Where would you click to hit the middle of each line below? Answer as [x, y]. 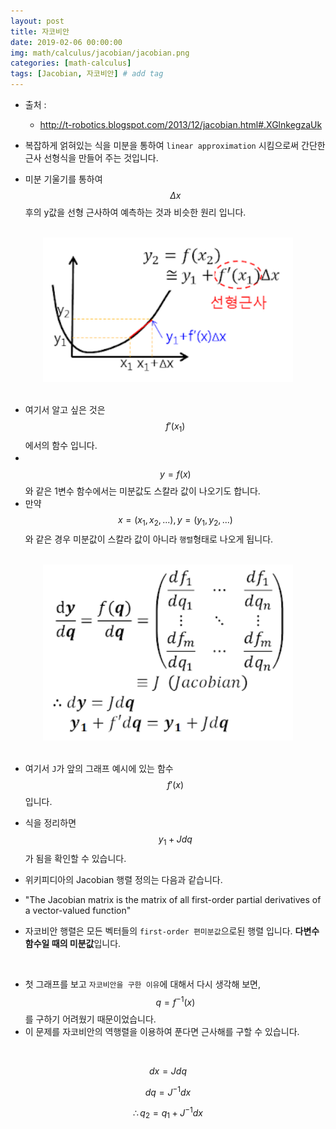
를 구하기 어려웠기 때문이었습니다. [90, 1019]
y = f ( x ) [175, 474]
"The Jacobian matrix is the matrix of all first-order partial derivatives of [173, 900]
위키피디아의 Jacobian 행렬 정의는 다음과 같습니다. [123, 880]
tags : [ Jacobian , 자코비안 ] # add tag [87, 74]
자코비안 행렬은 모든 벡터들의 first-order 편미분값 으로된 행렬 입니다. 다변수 [172, 931]
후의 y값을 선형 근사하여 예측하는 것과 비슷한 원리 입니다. [135, 212]
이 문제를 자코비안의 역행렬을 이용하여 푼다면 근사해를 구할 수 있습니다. [162, 1031]
